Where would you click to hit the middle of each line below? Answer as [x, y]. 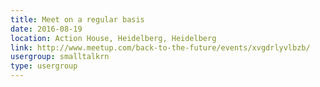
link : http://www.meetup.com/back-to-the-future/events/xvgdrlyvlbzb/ [160, 47]
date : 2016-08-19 [46, 29]
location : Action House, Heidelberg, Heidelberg [113, 38]
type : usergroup [44, 66]
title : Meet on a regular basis [77, 19]
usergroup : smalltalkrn [60, 57]
